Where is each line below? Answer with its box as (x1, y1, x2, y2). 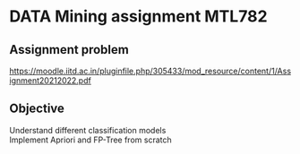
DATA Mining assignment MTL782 (9, 6, 268, 27)
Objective (9, 101, 65, 116)
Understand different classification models (9, 124, 167, 135)
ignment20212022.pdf (9, 75, 91, 86)
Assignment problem (9, 42, 130, 57)
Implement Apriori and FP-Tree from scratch (9, 134, 172, 145)
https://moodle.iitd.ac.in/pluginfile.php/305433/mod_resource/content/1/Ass (9, 65, 292, 76)
